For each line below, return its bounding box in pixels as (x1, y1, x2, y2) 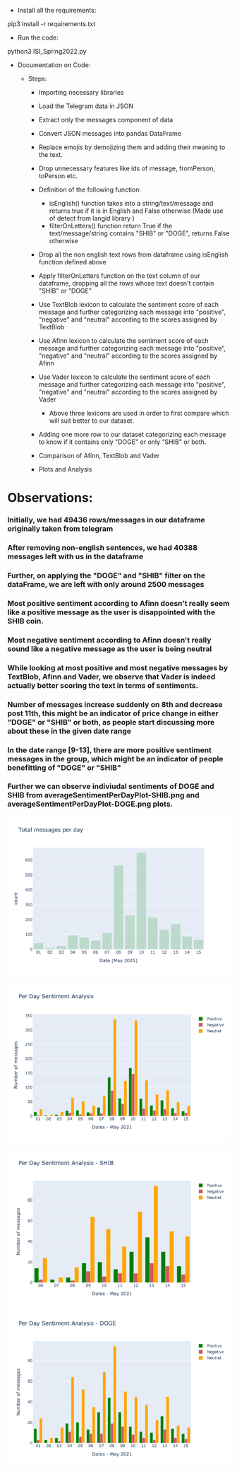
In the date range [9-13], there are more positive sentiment (7, 745, 212, 755)
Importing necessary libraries (38, 88, 124, 96)
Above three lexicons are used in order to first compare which (49, 409, 229, 417)
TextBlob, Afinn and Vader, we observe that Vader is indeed (7, 672, 216, 682)
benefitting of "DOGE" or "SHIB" (7, 763, 121, 773)
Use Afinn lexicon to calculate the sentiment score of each (38, 337, 209, 345)
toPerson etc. (38, 172, 78, 180)
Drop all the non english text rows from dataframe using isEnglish (38, 250, 229, 259)
